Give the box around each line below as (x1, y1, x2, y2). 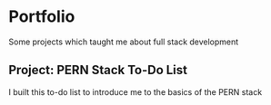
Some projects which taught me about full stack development (8, 36, 239, 47)
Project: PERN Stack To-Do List (8, 62, 188, 78)
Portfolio (8, 6, 75, 27)
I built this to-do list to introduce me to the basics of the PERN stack (8, 86, 263, 97)
